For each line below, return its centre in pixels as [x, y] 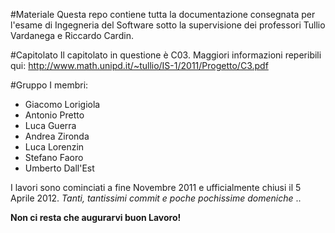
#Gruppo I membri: [49, 85]
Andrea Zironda [57, 136]
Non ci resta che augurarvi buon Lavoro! [96, 217]
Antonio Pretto [54, 115]
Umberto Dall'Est [59, 168]
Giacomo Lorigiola [62, 104]
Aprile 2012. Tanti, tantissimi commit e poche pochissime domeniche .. [156, 198]
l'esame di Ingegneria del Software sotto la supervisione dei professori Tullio [168, 25]
